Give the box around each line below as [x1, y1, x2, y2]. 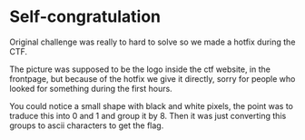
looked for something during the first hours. [9, 83, 172, 94]
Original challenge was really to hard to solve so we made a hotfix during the [9, 36, 296, 47]
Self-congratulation [9, 6, 162, 27]
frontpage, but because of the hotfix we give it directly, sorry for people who [9, 73, 296, 84]
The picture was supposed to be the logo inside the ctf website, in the [9, 64, 271, 75]
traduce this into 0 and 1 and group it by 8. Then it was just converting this [9, 110, 287, 121]
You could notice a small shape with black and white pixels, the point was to [9, 100, 293, 111]
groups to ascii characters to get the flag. [9, 120, 164, 131]
